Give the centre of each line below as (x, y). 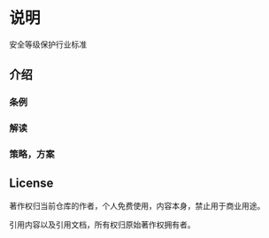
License (31, 184)
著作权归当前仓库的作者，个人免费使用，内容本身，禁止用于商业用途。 (137, 205)
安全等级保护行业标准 (48, 44)
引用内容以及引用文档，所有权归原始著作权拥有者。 (102, 224)
